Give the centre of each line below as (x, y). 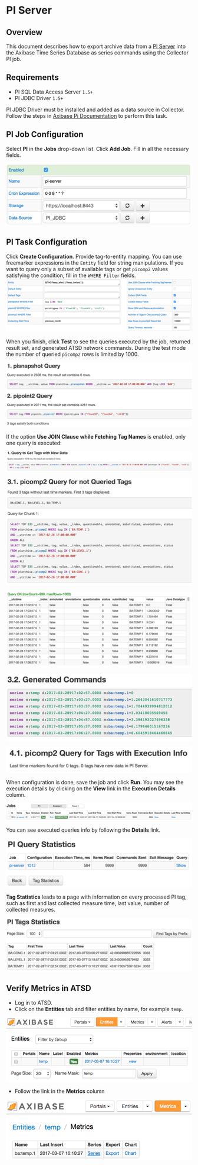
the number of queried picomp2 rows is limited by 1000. (72, 354)
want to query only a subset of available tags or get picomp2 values (87, 269)
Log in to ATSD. (34, 1003)
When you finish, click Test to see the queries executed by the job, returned (98, 342)
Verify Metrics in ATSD (49, 988)
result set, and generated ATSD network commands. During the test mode (96, 348)
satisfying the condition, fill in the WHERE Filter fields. (71, 275)
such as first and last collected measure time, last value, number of (88, 903)
